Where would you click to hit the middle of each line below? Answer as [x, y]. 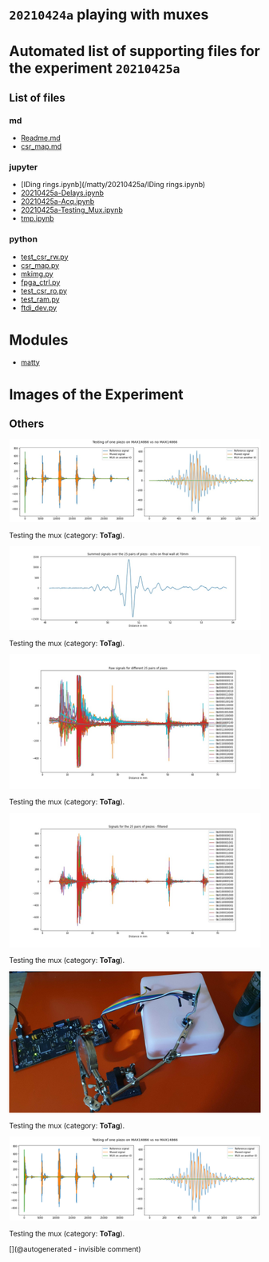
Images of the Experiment [96, 394]
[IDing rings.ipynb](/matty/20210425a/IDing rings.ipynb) [113, 185]
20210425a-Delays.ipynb [62, 193]
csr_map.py [40, 265]
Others [27, 424]
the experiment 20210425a [95, 68]
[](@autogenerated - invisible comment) [75, 1248]
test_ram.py [40, 299]
